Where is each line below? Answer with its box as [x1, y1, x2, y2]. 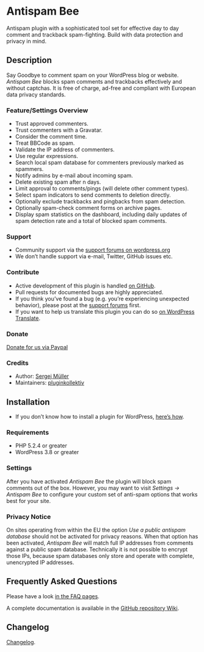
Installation [6, 397, 50, 407]
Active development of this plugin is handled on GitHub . [15, 282, 156, 289]
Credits [6, 358, 29, 367]
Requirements [6, 428, 49, 436]
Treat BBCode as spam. [15, 139, 75, 147]
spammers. [15, 165, 44, 173]
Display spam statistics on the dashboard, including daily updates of [15, 211, 188, 218]
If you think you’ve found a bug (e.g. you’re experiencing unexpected [15, 295, 189, 302]
